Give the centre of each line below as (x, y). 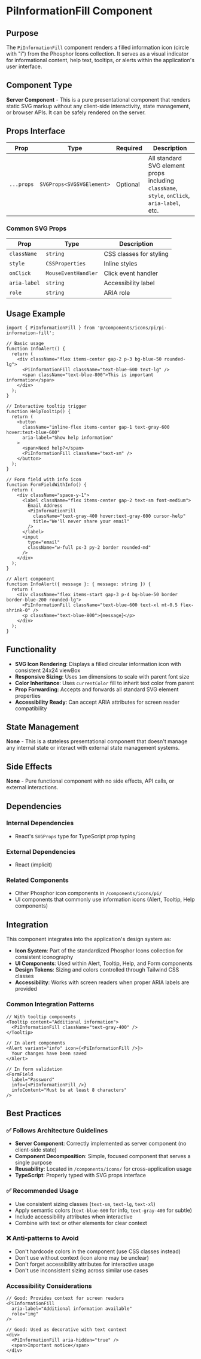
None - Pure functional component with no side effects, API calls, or (90, 781)
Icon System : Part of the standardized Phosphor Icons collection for (99, 951)
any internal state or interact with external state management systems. (93, 748)
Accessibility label (129, 283)
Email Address (45, 506)
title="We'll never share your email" (81, 521)
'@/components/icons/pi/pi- (132, 328)
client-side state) (36, 1150)
